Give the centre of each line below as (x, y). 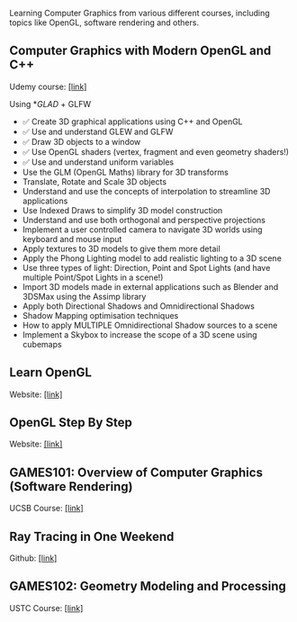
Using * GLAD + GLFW (50, 104)
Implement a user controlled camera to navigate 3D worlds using (142, 230)
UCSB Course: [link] (46, 509)
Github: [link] (33, 558)
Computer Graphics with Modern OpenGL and (140, 51)
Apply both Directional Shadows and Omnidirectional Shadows (138, 306)
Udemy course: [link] (48, 86)
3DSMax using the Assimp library (84, 296)
